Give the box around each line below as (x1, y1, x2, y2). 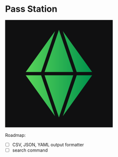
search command (12, 147, 48, 153)
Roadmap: (5, 132, 26, 138)
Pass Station (5, 3, 58, 15)
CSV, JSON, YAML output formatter (12, 141, 84, 148)
